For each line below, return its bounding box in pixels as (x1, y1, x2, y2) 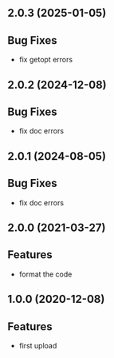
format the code (18, 269, 73, 279)
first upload (18, 341, 57, 351)
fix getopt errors (18, 55, 73, 65)
